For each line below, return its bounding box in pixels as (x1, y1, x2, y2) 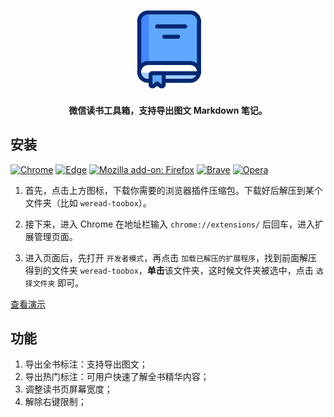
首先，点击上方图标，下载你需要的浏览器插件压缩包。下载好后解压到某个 (24, 184, 323, 196)
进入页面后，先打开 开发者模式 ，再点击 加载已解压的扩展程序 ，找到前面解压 (24, 251, 318, 264)
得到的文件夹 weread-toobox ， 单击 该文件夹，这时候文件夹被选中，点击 (24, 264, 314, 276)
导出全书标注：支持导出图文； (24, 358, 148, 370)
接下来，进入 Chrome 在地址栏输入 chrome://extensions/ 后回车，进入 (24, 218, 316, 230)
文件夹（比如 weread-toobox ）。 (24, 196, 152, 209)
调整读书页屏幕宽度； (24, 383, 113, 395)
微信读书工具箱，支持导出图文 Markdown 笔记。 (68, 104, 268, 116)
